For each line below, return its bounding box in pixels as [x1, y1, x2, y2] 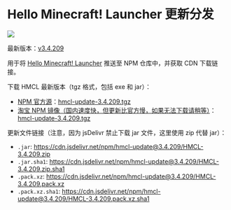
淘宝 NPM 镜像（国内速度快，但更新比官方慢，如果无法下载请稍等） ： [17, 106, 216, 114]
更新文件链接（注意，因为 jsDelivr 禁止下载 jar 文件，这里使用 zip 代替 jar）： [7, 128, 227, 136]
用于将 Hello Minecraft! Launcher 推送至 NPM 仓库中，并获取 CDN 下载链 [7, 59, 218, 67]
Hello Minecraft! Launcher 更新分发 [7, 6, 215, 22]
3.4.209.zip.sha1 [17, 164, 65, 173]
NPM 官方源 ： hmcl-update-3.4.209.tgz [17, 97, 131, 106]
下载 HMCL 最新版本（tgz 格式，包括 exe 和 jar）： [7, 82, 152, 91]
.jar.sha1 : [17, 157, 48, 165]
